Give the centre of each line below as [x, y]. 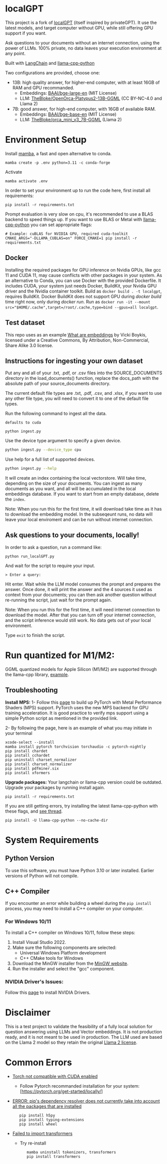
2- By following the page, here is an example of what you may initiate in [79, 728]
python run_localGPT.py [30, 556]
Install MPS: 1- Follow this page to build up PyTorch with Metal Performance [83, 702]
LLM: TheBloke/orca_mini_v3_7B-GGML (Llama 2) [71, 119]
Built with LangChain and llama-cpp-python [50, 63]
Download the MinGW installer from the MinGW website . [70, 963]
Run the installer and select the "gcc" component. [64, 968]
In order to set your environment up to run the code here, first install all [78, 190]
